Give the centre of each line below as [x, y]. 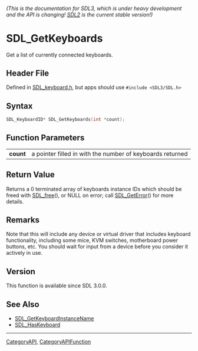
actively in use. [24, 253]
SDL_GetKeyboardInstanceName [54, 319]
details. [15, 201]
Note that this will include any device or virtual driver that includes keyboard [98, 234]
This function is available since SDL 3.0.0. [57, 286]
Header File [28, 73]
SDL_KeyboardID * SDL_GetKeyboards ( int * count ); [66, 120]
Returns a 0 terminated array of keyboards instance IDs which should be [94, 189]
